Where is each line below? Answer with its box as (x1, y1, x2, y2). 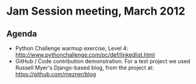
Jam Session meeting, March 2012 (6, 4, 186, 18)
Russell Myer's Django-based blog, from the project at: (15, 64, 154, 71)
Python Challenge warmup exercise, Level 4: (15, 44, 129, 52)
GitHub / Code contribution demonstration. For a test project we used (15, 58, 190, 65)
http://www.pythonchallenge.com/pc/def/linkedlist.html (15, 51, 155, 58)
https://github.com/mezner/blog (15, 71, 96, 77)
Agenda (6, 29, 37, 39)
